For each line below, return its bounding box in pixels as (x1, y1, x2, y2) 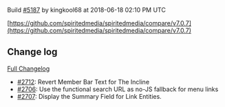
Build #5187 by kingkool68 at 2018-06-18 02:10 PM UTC (7, 6, 167, 14)
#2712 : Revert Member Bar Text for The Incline (17, 78, 150, 86)
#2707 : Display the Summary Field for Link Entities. (17, 92, 162, 100)
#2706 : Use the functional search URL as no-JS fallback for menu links (17, 85, 219, 93)
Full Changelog (7, 64, 50, 73)
